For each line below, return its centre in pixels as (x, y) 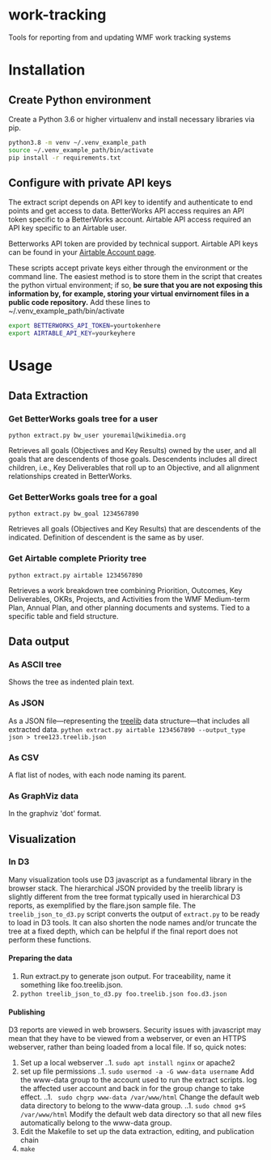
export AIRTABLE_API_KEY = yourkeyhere (72, 333)
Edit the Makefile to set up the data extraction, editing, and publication (137, 1132)
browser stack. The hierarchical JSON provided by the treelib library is (126, 888)
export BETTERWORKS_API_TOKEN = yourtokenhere (85, 326)
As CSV (24, 757)
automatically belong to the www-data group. (96, 1123)
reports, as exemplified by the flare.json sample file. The (102, 905)
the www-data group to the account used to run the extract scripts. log (138, 1080)
